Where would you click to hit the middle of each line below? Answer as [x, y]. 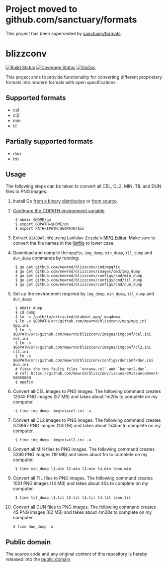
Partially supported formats [49, 142]
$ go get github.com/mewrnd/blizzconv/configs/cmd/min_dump [79, 276]
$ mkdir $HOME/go [33, 220]
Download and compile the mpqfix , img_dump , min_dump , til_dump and [83, 253]
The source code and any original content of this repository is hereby [77, 554]
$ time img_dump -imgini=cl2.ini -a [53, 440]
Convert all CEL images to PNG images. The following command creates [87, 391]
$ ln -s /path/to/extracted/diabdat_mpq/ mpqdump [68, 317]
